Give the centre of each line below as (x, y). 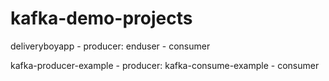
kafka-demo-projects (101, 18)
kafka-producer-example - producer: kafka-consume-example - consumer (165, 65)
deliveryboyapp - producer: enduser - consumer (110, 46)
